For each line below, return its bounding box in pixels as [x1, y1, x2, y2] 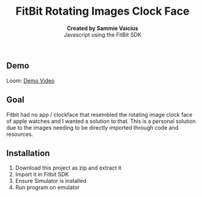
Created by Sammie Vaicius [67, 24, 139, 32]
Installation [6, 148, 50, 158]
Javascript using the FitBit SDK [63, 31, 142, 38]
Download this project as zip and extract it [15, 164, 122, 172]
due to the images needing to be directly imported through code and [6, 124, 179, 131]
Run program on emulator [15, 184, 80, 191]
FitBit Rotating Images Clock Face [15, 4, 190, 18]
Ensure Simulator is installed [15, 177, 87, 185]
